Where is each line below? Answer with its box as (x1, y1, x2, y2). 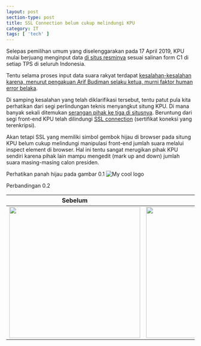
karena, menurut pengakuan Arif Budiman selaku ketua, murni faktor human (6, 79, 193, 86)
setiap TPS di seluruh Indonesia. (6, 61, 86, 68)
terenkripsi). (6, 122, 36, 129)
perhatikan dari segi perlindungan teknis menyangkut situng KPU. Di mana (6, 103, 190, 110)
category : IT (6, 25, 39, 32)
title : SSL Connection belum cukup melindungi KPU (6, 20, 135, 26)
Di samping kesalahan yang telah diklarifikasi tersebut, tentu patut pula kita (6, 97, 191, 104)
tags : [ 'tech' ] (6, 31, 50, 37)
